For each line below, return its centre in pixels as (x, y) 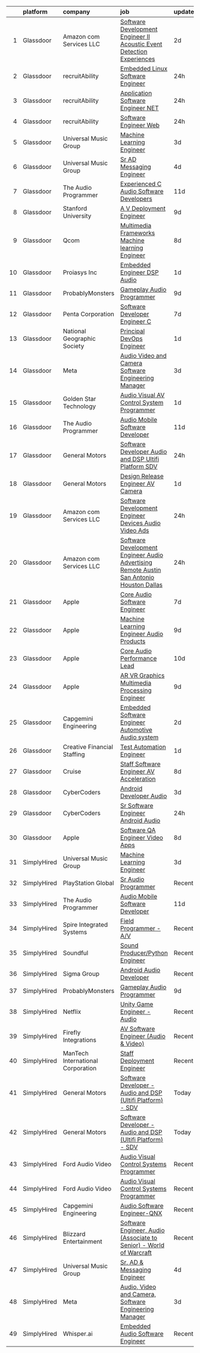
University (77, 216)
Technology (79, 406)
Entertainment (82, 1241)
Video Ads (135, 530)
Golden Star (79, 399)
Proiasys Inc (80, 272)
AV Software (137, 1029)
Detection (134, 51)
